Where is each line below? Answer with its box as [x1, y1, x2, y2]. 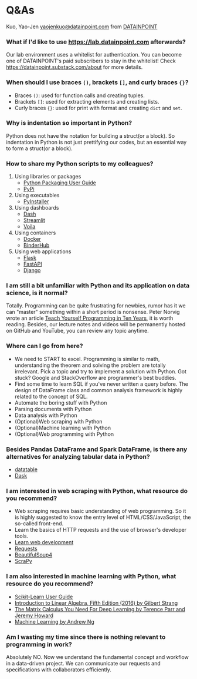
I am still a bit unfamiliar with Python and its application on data [6, 281, 190, 290]
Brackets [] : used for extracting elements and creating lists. [14, 98, 159, 105]
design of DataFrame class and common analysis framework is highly [14, 386, 183, 393]
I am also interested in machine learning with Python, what [6, 572, 176, 581]
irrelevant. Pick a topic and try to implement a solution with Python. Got [14, 367, 186, 375]
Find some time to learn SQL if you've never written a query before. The [14, 380, 189, 387]
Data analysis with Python [14, 412, 77, 419]
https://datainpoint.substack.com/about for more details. [6, 64, 143, 71]
